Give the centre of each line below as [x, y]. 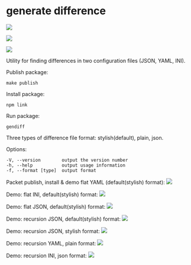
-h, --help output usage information [66, 165]
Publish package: [27, 72]
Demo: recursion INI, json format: [46, 256]
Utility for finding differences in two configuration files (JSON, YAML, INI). [96, 60]
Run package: [23, 116]
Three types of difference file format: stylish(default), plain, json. [85, 138]
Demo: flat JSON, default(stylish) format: [56, 206]
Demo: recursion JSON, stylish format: [53, 231]
